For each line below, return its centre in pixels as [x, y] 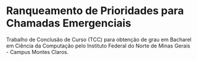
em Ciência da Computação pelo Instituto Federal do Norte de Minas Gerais [98, 46]
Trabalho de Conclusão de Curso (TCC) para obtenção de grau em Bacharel [99, 39]
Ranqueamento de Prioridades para [95, 11]
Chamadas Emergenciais [69, 23]
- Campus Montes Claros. [38, 52]
